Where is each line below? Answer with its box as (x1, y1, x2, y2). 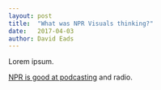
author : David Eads (8, 34, 74, 43)
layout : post (8, 11, 53, 20)
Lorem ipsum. (8, 57, 54, 66)
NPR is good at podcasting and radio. (8, 72, 133, 82)
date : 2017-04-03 (8, 27, 74, 35)
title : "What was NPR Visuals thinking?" (8, 19, 154, 28)
